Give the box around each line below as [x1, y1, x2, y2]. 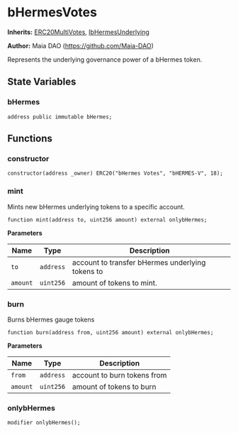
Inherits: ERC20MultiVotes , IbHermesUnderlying [7, 28, 150, 36]
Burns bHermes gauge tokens [7, 315, 95, 324]
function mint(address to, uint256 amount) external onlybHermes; [7, 216, 208, 224]
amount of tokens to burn [72, 381, 157, 391]
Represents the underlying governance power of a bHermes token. [7, 55, 203, 64]
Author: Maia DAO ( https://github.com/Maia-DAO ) [7, 41, 154, 50]
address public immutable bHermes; [7, 113, 113, 121]
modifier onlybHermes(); [7, 420, 81, 427]
